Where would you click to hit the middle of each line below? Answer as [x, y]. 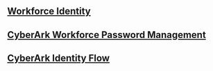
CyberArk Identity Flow [58, 58]
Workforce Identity [49, 11]
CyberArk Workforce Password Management [106, 35]
